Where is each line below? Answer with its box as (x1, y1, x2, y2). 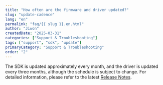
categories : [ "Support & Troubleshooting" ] (5, 36, 98, 41)
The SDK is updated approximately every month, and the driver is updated (5, 63, 158, 69)
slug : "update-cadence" (5, 12, 55, 17)
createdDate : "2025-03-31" (5, 31, 62, 36)
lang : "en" (5, 17, 28, 22)
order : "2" (5, 49, 28, 54)
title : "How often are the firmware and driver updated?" (5, 7, 129, 13)
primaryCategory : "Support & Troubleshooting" (5, 45, 104, 50)
